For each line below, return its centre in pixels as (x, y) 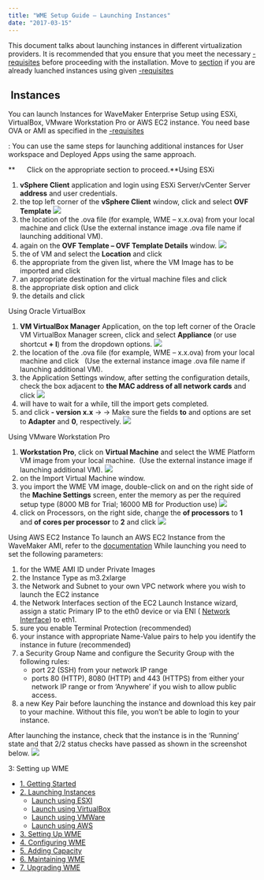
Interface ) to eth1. (48, 620)
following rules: (45, 662)
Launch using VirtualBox (71, 809)
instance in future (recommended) (75, 645)
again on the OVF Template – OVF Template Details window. (118, 246)
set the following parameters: (56, 554)
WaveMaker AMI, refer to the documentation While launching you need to (127, 546)
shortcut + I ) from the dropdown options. (86, 345)
